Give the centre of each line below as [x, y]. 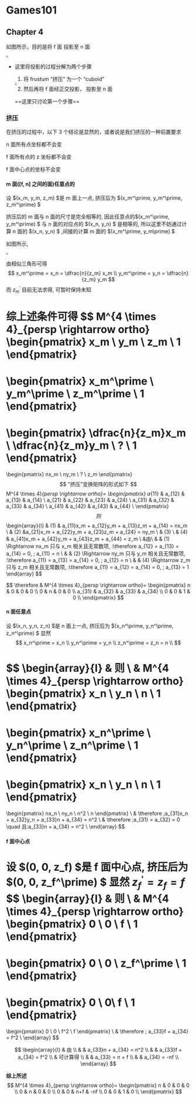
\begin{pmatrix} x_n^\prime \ [78, 733]
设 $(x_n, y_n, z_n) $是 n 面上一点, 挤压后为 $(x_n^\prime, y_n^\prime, [90, 625]
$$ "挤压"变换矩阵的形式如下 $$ [98, 484]
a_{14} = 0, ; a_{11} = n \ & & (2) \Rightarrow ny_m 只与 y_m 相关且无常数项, [96, 553]
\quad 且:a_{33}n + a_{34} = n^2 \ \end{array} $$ [66, 827]
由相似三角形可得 [27, 263]
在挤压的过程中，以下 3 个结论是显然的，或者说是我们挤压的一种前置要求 [94, 132]
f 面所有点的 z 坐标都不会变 [39, 157]
